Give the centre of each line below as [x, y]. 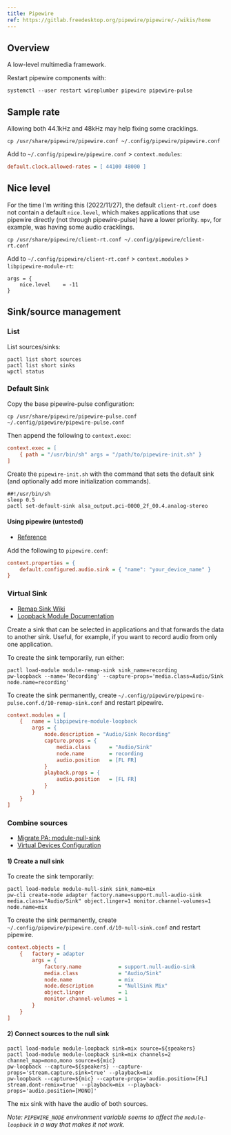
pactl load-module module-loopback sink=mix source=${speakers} [101, 1049]
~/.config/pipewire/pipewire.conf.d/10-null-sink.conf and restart [104, 928]
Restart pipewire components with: [57, 78]
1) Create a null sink [36, 861]
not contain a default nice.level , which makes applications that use [103, 212]
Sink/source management [64, 312]
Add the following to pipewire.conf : [58, 550]
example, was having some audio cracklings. [71, 227]
